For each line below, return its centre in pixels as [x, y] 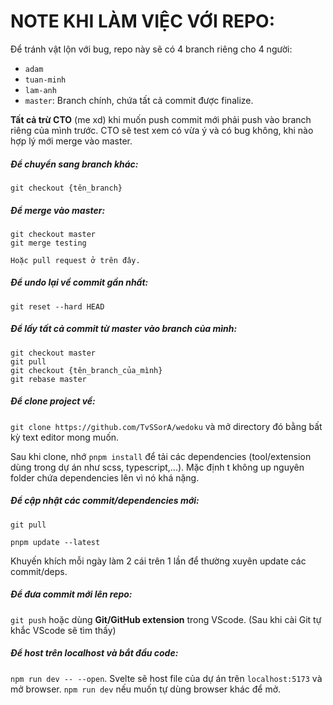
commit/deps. [39, 571]
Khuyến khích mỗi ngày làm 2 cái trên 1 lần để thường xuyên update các [158, 561]
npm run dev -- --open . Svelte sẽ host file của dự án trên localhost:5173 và [166, 678]
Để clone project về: [53, 401]
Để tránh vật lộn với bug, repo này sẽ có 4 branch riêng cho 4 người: [151, 49]
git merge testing [48, 243]
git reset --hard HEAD [57, 306]
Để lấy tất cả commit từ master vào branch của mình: [124, 329]
